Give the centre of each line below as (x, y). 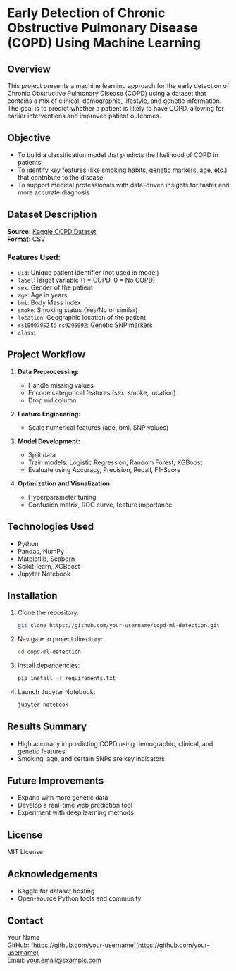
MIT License (25, 852)
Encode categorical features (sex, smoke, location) (102, 392)
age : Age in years (42, 295)
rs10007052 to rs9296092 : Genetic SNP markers (85, 325)
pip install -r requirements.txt (67, 679)
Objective (29, 138)
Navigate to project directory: (60, 639)
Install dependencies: (49, 666)
